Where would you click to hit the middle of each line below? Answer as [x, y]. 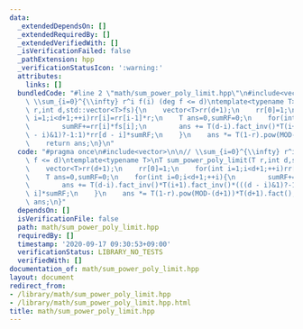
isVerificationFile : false [68, 219]
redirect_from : [38, 286]
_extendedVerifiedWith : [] [68, 43]
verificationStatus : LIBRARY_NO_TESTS [91, 252]
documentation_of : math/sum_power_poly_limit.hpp [105, 270]
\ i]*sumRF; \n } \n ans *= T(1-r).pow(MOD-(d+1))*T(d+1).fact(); [161, 194]
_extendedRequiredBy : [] [64, 34]
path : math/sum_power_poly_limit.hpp [88, 227]
